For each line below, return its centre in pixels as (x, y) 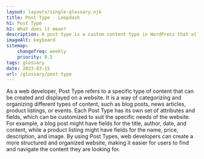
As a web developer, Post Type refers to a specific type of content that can (100, 91)
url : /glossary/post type (39, 74)
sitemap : (17, 46)
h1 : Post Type (24, 23)
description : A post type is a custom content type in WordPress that (97, 35)
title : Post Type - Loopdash (43, 18)
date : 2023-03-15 (28, 68)
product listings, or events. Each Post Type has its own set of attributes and (101, 110)
